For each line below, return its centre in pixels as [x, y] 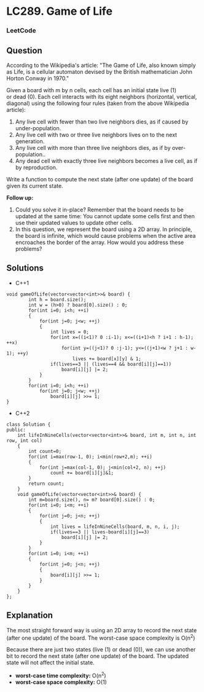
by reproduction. [36, 167]
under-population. [38, 128]
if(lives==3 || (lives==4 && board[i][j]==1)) [111, 364]
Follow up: [20, 197]
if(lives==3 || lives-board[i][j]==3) [100, 532]
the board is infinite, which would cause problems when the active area [105, 235]
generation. [30, 141]
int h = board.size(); [57, 299]
